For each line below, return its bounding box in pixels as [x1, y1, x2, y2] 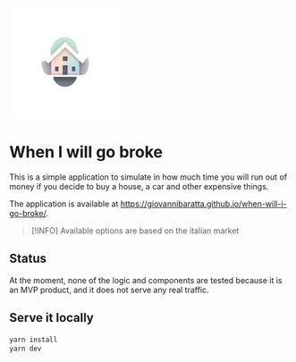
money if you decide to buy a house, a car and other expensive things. [9, 181, 269, 191]
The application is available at [9, 198, 119, 209]
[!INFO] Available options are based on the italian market [30, 225, 240, 236]
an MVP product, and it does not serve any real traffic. [9, 284, 209, 295]
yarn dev [9, 344, 42, 354]
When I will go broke [9, 142, 164, 163]
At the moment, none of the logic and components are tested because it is [9, 274, 283, 285]
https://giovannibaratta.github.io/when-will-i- [120, 198, 288, 209]
